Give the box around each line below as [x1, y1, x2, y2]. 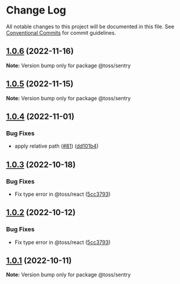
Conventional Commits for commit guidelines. [6, 29, 116, 36]
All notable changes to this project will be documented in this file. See [6, 23, 175, 30]
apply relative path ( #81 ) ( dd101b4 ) [14, 142, 99, 150]
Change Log [6, 4, 66, 17]
